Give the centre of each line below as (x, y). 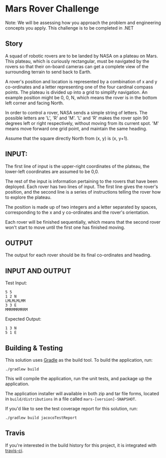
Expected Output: (23, 319)
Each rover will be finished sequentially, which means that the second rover (83, 222)
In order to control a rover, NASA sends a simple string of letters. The (76, 112)
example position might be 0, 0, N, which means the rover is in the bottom (81, 97)
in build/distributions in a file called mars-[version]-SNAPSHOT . (71, 399)
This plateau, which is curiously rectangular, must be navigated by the (77, 61)
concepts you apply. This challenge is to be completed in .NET (69, 28)
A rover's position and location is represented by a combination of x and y (81, 81)
